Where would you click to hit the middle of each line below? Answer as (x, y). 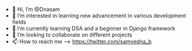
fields (19, 22)
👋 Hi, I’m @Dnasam (36, 9)
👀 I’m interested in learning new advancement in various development (99, 16)
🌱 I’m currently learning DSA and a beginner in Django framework (94, 28)
